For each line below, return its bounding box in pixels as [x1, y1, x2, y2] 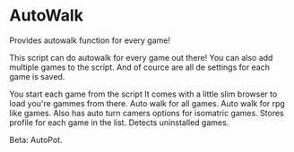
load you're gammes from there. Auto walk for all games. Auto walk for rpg [9, 97, 285, 108]
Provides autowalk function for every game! [9, 35, 170, 46]
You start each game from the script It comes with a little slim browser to [9, 89, 278, 99]
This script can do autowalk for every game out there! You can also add [9, 52, 273, 63]
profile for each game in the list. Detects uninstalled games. [9, 117, 229, 128]
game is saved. [9, 71, 65, 81]
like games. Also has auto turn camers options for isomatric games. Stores [9, 107, 284, 118]
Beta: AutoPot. [9, 134, 63, 145]
